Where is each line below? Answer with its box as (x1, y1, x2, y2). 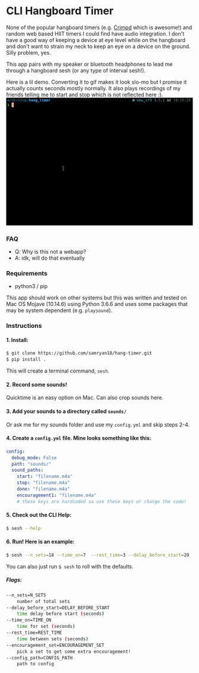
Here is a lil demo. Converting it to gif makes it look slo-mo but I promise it (6, 78, 187, 86)
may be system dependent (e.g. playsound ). (6, 307, 113, 314)
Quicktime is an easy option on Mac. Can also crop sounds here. (6, 394, 164, 402)
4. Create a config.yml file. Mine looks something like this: (6, 435, 152, 442)
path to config (17, 661, 54, 667)
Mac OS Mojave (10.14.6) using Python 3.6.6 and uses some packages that (6, 301, 188, 308)
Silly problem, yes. (6, 49, 52, 56)
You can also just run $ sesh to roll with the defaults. (6, 563, 134, 570)
